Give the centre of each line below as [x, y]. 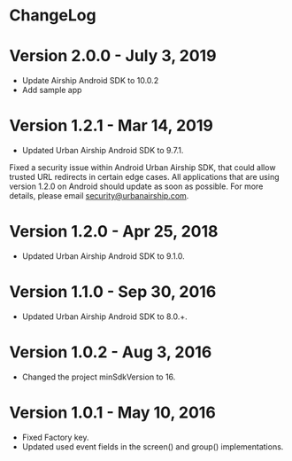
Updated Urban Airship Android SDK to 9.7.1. [103, 151]
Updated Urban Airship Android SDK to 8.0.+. [104, 316]
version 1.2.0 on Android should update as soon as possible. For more [136, 186]
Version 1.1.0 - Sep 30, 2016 [113, 292]
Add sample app [52, 90]
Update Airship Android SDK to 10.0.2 [90, 81]
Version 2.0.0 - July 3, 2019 [113, 56]
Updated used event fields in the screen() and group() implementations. [153, 446]
